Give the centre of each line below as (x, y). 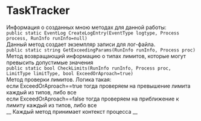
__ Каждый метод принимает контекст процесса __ (72, 111)
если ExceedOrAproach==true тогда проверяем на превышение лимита (98, 86)
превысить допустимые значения (50, 62)
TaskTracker (38, 11)
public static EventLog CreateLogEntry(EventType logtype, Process (93, 33)
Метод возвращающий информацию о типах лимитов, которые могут (96, 56)
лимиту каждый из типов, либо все (52, 105)
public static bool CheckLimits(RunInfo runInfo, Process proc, (89, 68)
